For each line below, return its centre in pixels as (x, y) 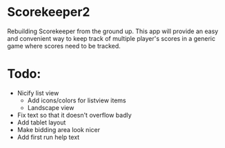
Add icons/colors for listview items (77, 100)
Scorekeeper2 (49, 12)
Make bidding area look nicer (58, 129)
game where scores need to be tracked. (64, 46)
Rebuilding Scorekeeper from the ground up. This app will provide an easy (113, 31)
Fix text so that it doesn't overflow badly (75, 115)
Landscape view (51, 107)
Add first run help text (48, 137)
